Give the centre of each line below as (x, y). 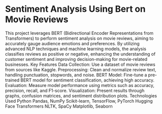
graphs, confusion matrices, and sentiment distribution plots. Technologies (81, 96)
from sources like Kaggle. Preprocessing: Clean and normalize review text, (81, 69)
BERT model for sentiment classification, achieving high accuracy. (87, 80)
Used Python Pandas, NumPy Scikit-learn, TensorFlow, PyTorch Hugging (79, 101)
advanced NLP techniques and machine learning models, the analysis (76, 49)
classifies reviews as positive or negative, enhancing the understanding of (81, 54)
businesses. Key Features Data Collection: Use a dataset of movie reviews (80, 64)
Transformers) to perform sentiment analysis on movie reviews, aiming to (79, 38)
